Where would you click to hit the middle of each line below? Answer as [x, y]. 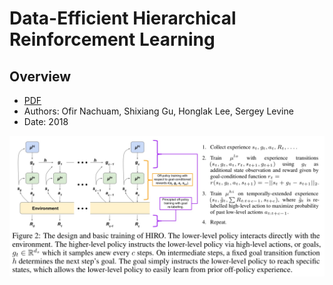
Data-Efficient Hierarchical [123, 18]
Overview [40, 76]
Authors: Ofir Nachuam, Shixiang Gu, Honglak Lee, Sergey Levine [158, 111]
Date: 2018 [46, 121]
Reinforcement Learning [112, 39]
